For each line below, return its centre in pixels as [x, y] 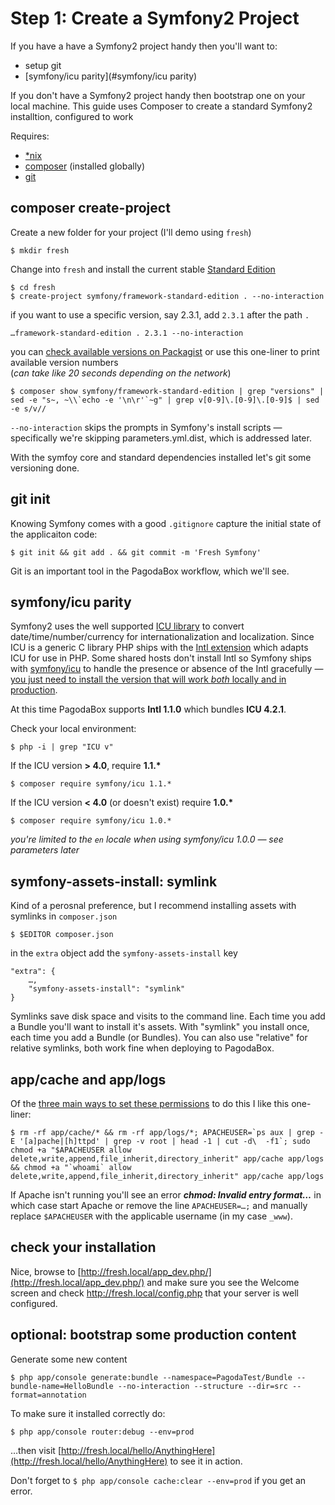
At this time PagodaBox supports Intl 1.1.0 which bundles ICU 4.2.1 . [148, 709]
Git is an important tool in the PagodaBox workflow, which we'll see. [150, 571]
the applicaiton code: [54, 534]
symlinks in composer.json [64, 916]
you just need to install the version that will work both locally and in [148, 679]
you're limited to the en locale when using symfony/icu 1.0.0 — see [147, 839]
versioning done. [45, 468]
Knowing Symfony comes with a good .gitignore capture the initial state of [166, 523]
